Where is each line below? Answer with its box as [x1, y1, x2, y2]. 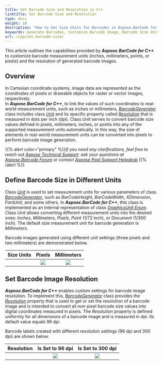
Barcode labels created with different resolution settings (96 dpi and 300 [5, 328, 150, 334]
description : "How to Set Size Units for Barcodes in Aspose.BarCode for [5, 25, 158, 30]
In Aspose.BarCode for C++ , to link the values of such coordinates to [5, 100, 145, 106]
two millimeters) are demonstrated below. [5, 240, 88, 246]
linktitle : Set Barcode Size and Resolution [5, 12, 97, 17]
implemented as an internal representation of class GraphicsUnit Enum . [5, 204, 148, 210]
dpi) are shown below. [5, 333, 49, 339]
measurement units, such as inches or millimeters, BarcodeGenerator [17, 106, 156, 112]
